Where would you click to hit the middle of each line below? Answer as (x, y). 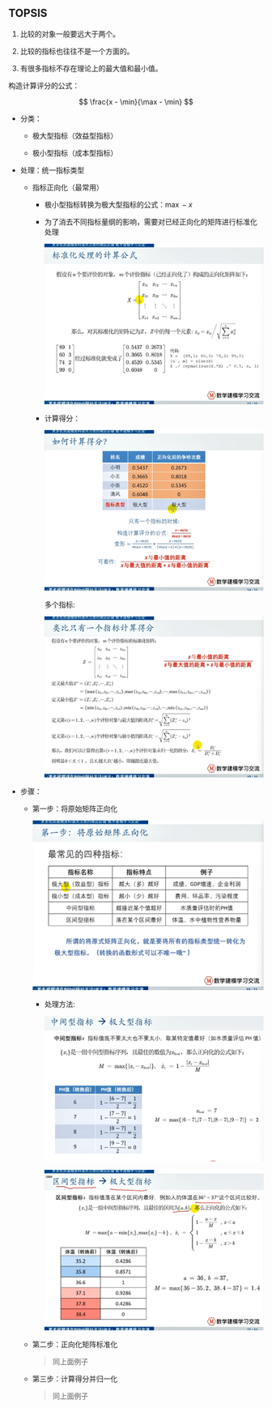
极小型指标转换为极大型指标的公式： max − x (118, 204)
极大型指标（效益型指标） (75, 135)
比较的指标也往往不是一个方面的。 (77, 51)
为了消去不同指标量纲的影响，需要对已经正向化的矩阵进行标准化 (151, 221)
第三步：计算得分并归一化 (75, 1379)
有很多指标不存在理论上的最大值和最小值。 (91, 68)
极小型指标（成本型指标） (75, 152)
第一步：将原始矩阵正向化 (75, 809)
